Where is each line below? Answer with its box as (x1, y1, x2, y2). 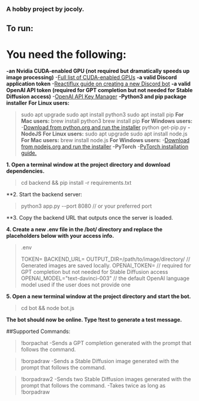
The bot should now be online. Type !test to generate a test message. (6, 316, 182, 323)
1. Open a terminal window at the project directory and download (6, 161, 171, 169)
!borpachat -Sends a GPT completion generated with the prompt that (20, 340, 192, 347)
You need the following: (6, 48, 127, 61)
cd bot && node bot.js (20, 305, 75, 312)
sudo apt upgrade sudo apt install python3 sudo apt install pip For (20, 111, 184, 119)
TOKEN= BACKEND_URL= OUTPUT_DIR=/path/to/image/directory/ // (20, 255, 191, 263)
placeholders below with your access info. (6, 232, 114, 240)
